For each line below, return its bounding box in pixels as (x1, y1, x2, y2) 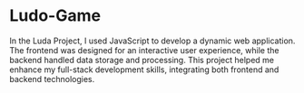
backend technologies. (9, 73, 95, 84)
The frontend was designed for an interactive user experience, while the (9, 44, 279, 55)
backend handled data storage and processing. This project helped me (9, 54, 275, 65)
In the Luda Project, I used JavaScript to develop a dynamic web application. (9, 35, 296, 46)
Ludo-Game (9, 5, 102, 26)
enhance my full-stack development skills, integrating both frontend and (9, 64, 279, 75)
